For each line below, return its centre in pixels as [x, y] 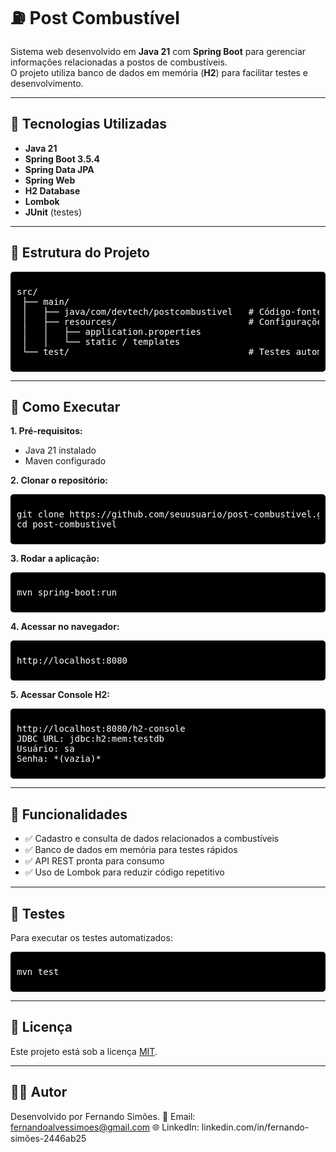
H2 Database [52, 190]
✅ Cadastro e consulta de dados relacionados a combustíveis [152, 839]
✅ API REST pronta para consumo [94, 861]
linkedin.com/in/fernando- [255, 1127]
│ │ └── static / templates [101, 341]
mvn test [38, 971]
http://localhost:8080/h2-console [101, 729]
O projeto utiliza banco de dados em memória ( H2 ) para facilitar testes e [159, 72]
